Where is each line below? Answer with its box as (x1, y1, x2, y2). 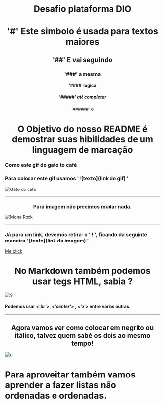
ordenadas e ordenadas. (5, 390, 107, 401)
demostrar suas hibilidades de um (12, 134, 153, 145)
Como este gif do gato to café (5, 162, 77, 169)
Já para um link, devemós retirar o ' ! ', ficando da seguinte (5, 231, 147, 238)
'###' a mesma (64, 70, 101, 77)
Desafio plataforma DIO (33, 3, 132, 15)
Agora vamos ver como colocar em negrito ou (11, 323, 154, 332)
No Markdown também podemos (14, 266, 151, 277)
